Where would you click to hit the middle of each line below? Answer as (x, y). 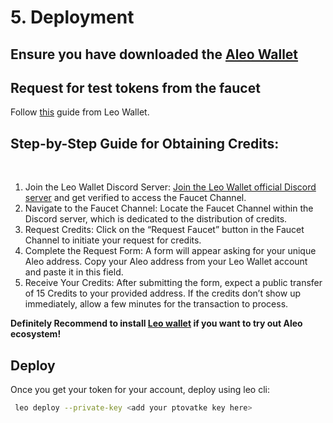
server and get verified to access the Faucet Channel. (135, 198)
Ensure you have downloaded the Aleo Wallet (154, 54)
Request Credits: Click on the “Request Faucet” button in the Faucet (164, 230)
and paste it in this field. (74, 272)
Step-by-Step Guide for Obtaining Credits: (145, 143)
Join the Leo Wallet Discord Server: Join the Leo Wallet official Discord (170, 187)
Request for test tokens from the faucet (135, 87)
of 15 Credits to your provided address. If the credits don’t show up (163, 293)
